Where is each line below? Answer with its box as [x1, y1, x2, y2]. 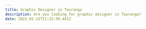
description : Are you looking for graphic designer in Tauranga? [5, 12, 141, 17]
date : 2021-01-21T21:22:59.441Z [5, 16, 71, 21]
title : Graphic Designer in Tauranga [5, 7, 82, 12]
